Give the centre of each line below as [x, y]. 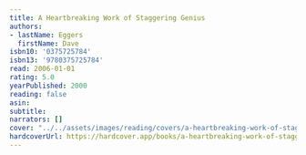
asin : [20, 103]
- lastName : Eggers [46, 35]
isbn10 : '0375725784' [51, 52]
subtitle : [28, 111]
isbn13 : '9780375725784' [56, 60]
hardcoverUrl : [36, 137]
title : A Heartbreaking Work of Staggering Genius [107, 18]
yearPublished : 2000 [49, 86]
